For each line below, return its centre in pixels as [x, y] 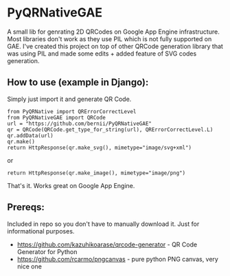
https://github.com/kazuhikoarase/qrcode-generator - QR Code [107, 244]
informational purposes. [41, 231]
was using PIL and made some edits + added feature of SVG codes [102, 54]
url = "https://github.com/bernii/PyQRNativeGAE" [80, 124]
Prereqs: [26, 207]
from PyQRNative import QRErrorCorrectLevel [72, 111]
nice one [30, 266]
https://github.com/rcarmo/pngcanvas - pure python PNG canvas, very [117, 259]
